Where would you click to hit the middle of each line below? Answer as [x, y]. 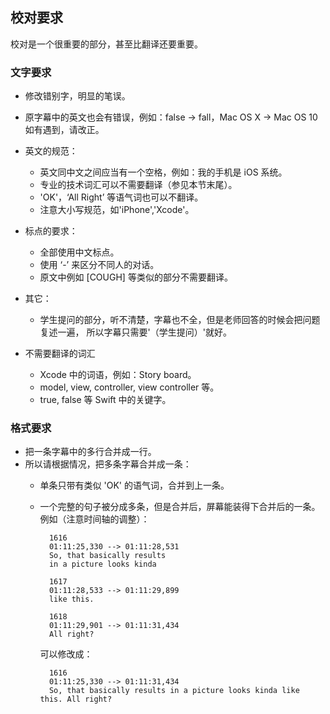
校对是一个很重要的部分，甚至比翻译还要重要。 [106, 44]
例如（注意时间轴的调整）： [94, 519]
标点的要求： [51, 231]
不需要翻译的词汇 [60, 354]
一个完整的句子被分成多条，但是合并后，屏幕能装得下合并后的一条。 [180, 507]
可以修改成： [66, 654]
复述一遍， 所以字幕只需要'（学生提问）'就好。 [135, 332]
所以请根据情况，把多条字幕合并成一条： [108, 464]
